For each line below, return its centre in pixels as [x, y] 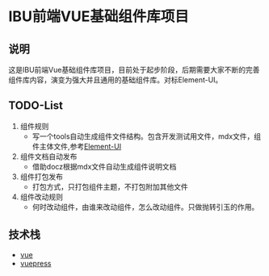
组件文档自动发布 [48, 156]
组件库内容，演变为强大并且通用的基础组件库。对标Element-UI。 [116, 80]
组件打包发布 [41, 176]
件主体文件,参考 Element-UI [77, 146]
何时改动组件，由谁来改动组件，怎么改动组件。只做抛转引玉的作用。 [145, 207]
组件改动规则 [41, 197]
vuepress [36, 263]
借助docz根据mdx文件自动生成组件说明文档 [104, 166]
